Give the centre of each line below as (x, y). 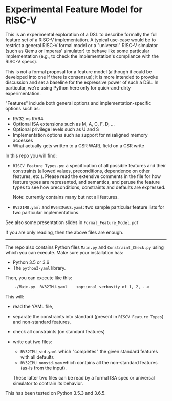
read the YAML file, (33, 306)
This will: (15, 296)
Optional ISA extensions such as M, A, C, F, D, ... (64, 124)
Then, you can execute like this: (39, 278)
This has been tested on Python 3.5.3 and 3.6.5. (56, 393)
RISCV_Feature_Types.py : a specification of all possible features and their (89, 165)
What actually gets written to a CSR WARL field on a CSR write (78, 146)
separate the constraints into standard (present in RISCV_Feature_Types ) (88, 316)
